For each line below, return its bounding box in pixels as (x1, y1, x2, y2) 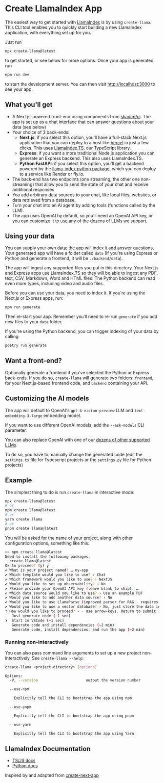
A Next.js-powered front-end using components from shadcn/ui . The (12, 113, 151, 119)
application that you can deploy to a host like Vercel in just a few (19, 139, 149, 145)
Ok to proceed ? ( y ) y (5, 563, 49, 568)
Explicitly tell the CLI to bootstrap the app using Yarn (14, 731, 134, 736)
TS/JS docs (12, 757, 36, 763)
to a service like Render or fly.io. (19, 171, 84, 177)
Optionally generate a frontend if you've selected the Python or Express (5, 369, 149, 375)
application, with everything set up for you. (5, 29, 91, 35)
